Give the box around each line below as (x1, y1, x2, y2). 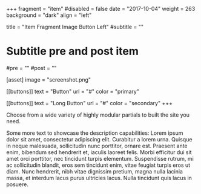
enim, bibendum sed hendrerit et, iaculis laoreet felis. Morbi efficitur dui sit (6, 148, 192, 156)
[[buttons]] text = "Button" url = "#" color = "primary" (6, 88, 139, 95)
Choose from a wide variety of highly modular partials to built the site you (6, 111, 189, 118)
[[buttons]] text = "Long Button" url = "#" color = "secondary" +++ (6, 99, 173, 106)
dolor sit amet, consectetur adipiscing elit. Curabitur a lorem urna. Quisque (6, 135, 193, 143)
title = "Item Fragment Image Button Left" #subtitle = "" (6, 24, 144, 30)
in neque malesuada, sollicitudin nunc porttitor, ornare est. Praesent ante (6, 142, 188, 149)
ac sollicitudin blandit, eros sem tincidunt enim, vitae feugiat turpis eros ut (6, 161, 191, 169)
